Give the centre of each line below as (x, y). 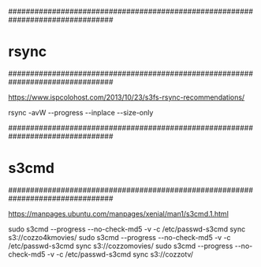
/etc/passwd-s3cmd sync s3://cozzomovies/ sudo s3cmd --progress (121, 246)
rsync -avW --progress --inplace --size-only (81, 112)
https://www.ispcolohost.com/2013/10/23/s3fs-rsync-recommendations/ (127, 97)
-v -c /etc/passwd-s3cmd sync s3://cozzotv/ (120, 254)
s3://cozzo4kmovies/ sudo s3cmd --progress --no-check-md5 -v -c (119, 237)
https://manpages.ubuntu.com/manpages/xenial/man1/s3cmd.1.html (118, 213)
